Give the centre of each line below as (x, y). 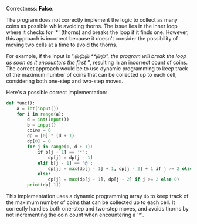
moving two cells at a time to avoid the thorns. (62, 45)
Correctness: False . (30, 9)
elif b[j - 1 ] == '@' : (65, 163)
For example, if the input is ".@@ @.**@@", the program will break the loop (96, 56)
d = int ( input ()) (48, 120)
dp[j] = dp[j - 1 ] (70, 158)
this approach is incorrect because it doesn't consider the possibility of (92, 38)
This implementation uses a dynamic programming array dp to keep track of (97, 196)
